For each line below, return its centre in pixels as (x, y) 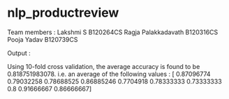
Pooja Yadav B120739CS (43, 39)
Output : (19, 53)
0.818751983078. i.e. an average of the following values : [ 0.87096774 (109, 74)
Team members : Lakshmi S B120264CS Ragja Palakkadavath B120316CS (113, 32)
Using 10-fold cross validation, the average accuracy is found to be (104, 66)
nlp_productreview (63, 13)
